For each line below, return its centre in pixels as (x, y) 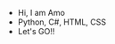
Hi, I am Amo (41, 13)
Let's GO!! (36, 31)
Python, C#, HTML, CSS (62, 22)
